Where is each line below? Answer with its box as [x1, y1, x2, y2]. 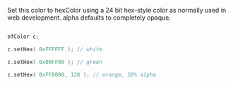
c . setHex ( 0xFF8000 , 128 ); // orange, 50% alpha [7, 71, 157, 78]
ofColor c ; [7, 33, 40, 40]
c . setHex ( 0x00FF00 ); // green [7, 58, 102, 65]
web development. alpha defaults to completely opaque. [7, 13, 172, 22]
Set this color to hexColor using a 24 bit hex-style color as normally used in [7, 6, 227, 14]
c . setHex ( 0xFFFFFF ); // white [7, 46, 102, 53]
